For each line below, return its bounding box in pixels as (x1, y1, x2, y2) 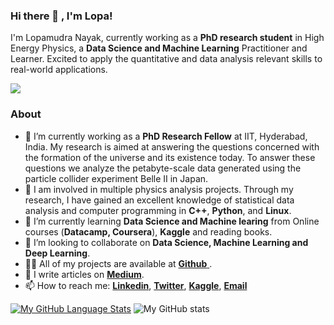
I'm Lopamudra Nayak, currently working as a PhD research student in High (10, 32, 325, 44)
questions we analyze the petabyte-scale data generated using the (24, 162, 302, 174)
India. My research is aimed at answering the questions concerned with (24, 140, 320, 153)
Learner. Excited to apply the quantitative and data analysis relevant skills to (10, 53, 323, 65)
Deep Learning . (24, 247, 91, 259)
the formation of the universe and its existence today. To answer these (24, 151, 316, 163)
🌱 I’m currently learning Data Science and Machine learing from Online (24, 215, 320, 227)
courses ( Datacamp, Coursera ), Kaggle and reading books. (24, 225, 273, 238)
